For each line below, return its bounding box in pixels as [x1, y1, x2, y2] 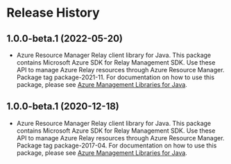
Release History [6, 5, 100, 21]
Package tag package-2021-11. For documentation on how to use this [16, 73, 215, 81]
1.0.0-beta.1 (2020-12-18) [6, 101, 119, 113]
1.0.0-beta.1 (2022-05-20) [6, 33, 123, 44]
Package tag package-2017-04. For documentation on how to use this [16, 141, 217, 149]
